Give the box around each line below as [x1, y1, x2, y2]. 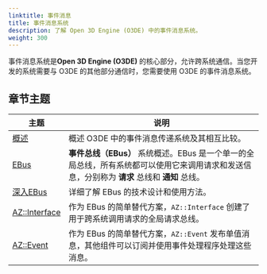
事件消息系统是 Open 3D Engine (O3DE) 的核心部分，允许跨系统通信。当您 [8, 56, 251, 66]
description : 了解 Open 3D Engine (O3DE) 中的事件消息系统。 [8, 26, 202, 34]
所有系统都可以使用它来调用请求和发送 [100, 160, 244, 171]
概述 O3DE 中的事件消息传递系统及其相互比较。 [68, 133, 246, 144]
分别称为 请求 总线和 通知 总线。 [84, 172, 205, 183]
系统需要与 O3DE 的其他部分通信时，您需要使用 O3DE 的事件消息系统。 [21, 67, 256, 76]
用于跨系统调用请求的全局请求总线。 [68, 214, 204, 225]
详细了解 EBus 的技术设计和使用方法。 [68, 187, 211, 198]
